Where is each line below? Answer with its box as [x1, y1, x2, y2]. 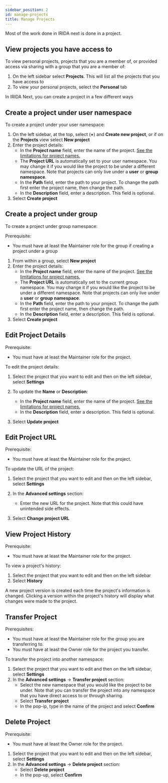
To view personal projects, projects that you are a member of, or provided [5, 58, 157, 64]
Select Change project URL [12, 515, 70, 521]
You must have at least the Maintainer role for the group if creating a [12, 242, 154, 248]
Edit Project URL [5, 433, 57, 442]
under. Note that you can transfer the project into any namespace [20, 687, 155, 693]
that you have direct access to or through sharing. [20, 693, 124, 699]
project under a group [12, 248, 58, 254]
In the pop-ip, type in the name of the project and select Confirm [20, 703, 154, 709]
